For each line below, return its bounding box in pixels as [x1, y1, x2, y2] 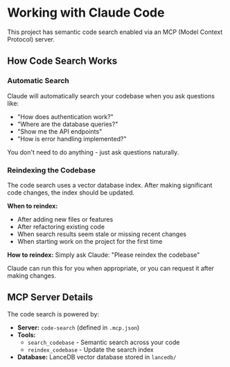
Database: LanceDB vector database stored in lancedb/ [17, 352, 177, 361]
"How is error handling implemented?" [17, 134, 127, 143]
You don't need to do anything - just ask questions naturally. [7, 147, 179, 156]
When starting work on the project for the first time [17, 237, 163, 245]
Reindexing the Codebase [7, 165, 96, 174]
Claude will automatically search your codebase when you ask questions [7, 91, 215, 100]
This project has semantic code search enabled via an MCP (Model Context [7, 28, 223, 36]
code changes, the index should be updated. [7, 188, 135, 197]
